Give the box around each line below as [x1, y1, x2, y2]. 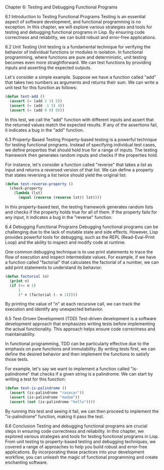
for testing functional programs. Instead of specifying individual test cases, [5, 141, 157, 147]
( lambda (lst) [14, 190, 43, 195]
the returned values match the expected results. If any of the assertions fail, [5, 122, 158, 128]
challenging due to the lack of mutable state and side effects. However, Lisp [5, 229, 158, 235]
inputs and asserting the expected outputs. [5, 65, 92, 70]
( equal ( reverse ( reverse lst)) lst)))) [18, 195, 102, 200]
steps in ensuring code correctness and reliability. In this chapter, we [5, 428, 144, 434]
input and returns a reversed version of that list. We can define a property [5, 166, 154, 173]
